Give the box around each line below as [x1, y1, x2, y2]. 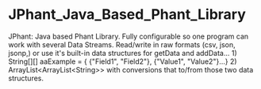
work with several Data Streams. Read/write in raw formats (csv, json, [8, 39, 236, 49]
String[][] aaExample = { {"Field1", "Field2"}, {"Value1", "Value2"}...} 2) [8, 57, 237, 66]
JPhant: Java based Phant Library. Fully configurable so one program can [8, 32, 249, 41]
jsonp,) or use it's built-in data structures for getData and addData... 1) [8, 48, 238, 57]
